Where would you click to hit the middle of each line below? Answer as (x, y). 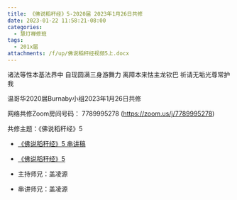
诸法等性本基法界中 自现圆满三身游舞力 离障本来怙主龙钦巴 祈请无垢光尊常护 (119, 74)
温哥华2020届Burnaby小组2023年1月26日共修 (75, 98)
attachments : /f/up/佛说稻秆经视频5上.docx (68, 54)
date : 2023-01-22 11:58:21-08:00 (57, 21)
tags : (15, 40)
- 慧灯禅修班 (31, 34)
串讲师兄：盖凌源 (43, 189)
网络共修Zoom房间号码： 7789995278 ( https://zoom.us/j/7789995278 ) (111, 113)
